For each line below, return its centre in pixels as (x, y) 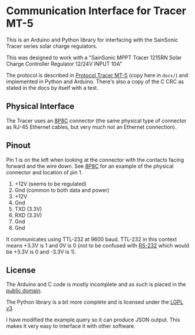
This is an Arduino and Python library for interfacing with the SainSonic (92, 40)
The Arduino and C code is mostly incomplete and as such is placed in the (96, 284)
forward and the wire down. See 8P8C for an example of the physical (90, 166)
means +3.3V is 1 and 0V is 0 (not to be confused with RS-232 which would (98, 245)
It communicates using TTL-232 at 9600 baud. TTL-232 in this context (92, 239)
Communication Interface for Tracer (96, 11)
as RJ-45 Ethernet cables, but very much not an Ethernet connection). (91, 127)
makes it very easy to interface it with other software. (71, 326)
